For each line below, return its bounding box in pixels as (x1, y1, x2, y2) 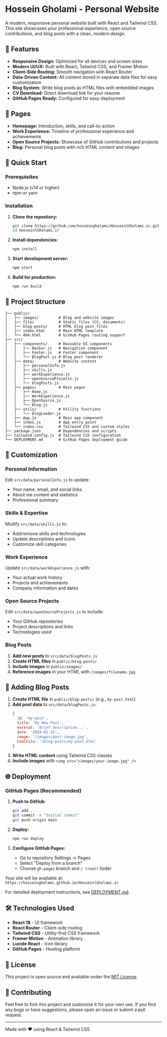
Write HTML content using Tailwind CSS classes (12, 753, 113, 759)
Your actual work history (12, 575, 63, 580)
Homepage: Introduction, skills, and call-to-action (12, 123, 115, 129)
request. (5, 1012, 22, 1018)
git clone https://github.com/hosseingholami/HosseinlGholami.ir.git (12, 223, 160, 229)
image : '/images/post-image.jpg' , (17, 734, 88, 739)
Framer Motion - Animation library (12, 935, 83, 941)
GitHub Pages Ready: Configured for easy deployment (12, 95, 125, 101)
